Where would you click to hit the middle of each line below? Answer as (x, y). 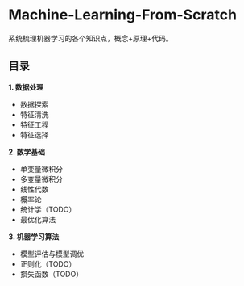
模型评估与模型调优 (52, 254)
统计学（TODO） (48, 209)
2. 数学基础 (27, 152)
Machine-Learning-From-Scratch (123, 15)
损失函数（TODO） (51, 274)
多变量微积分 (41, 179)
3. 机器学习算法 (34, 237)
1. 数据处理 (26, 87)
